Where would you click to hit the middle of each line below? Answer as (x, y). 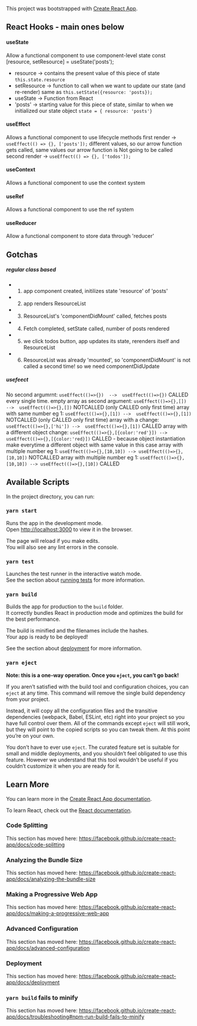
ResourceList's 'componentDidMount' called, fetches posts (95, 316)
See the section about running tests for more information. (76, 580)
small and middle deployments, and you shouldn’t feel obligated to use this (96, 753)
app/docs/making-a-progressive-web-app (58, 913)
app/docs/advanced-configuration (48, 948)
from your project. (28, 699)
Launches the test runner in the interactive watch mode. (74, 574)
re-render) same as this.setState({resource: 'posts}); (84, 92)
